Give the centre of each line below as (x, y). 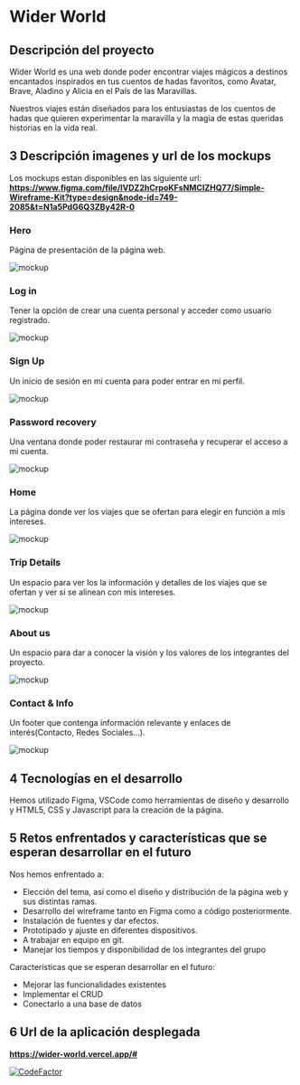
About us (30, 633)
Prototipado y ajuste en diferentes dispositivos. (110, 930)
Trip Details (35, 563)
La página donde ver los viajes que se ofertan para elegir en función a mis (147, 512)
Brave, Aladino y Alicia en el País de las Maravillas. (103, 91)
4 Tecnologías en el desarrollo (96, 779)
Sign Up (27, 361)
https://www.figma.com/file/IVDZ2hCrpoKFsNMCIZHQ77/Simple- (137, 187)
